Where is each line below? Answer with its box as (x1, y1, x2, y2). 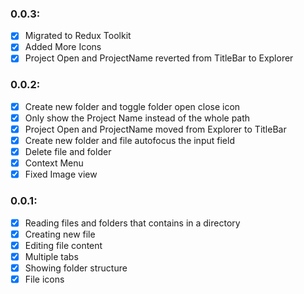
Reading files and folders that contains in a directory (24, 217, 241, 229)
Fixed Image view (24, 168, 98, 181)
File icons (24, 273, 65, 285)
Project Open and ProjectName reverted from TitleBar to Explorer (24, 52, 294, 64)
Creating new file (24, 228, 96, 240)
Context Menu (24, 157, 84, 169)
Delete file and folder (24, 146, 112, 158)
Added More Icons (24, 41, 102, 53)
